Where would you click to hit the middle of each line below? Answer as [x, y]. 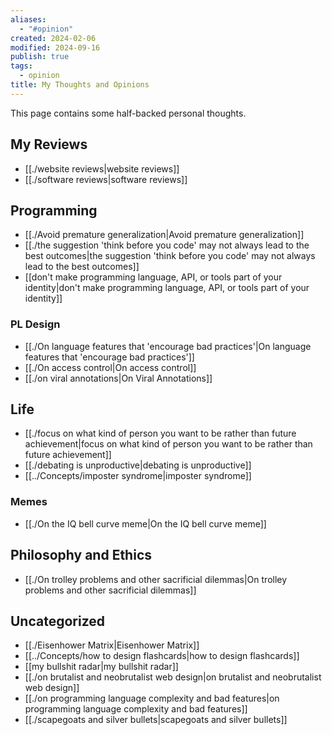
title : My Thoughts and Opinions [80, 85]
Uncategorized [58, 621]
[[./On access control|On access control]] [110, 367]
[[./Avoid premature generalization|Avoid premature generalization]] [164, 235]
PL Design [35, 324]
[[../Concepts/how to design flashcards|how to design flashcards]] [162, 656]
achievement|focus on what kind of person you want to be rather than [168, 444]
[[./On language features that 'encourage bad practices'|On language [168, 346]
